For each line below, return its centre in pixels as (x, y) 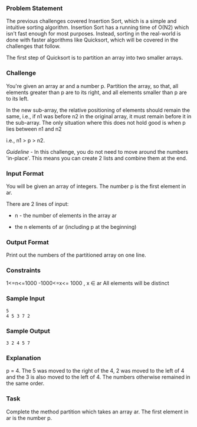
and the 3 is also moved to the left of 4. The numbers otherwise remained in (98, 377)
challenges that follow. (33, 46)
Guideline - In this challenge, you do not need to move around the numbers (97, 151)
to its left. (17, 98)
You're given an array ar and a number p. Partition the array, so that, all (92, 86)
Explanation (24, 358)
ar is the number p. (29, 418)
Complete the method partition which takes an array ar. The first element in (97, 412)
